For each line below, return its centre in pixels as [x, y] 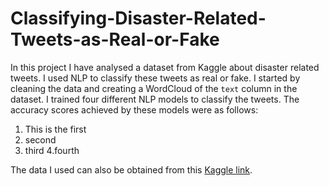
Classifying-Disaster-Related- [138, 18]
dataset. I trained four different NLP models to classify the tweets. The [155, 99]
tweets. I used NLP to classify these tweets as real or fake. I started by [155, 78]
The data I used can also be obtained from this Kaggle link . [131, 169]
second [40, 139]
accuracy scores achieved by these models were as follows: [134, 109]
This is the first [55, 129]
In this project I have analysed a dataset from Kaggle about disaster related [165, 67]
